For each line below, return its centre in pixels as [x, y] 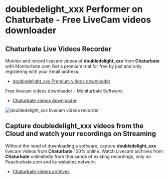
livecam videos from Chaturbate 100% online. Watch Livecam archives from [84, 151]
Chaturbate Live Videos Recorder [58, 49]
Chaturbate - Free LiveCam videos [78, 20]
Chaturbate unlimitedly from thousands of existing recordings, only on [78, 156]
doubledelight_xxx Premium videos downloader [61, 81]
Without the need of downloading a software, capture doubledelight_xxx [81, 145]
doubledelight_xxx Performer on [74, 9]
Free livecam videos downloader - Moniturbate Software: [64, 91]
